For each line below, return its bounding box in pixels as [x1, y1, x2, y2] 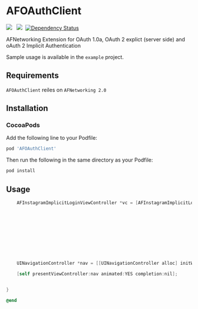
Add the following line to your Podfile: [6, 134, 97, 142]
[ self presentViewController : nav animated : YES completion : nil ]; [16, 271, 178, 277]
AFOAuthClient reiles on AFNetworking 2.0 [6, 86, 107, 93]
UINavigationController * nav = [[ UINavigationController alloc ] [16, 260, 178, 266]
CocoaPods [6, 121, 40, 129]
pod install [6, 168, 35, 174]
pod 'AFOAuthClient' [6, 146, 57, 152]
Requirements [6, 71, 59, 81]
